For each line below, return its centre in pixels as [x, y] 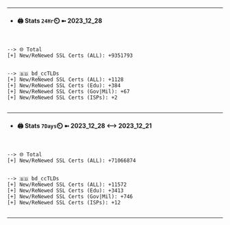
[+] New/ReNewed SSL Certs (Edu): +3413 [66, 191]
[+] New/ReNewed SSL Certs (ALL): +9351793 [70, 56]
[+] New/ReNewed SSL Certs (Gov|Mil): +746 [70, 197]
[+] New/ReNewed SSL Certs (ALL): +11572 [67, 185]
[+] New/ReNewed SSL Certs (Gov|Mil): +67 [68, 92]
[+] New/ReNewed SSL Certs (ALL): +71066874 [72, 161]
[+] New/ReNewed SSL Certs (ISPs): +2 [62, 98]
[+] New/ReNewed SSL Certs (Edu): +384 [64, 86]
